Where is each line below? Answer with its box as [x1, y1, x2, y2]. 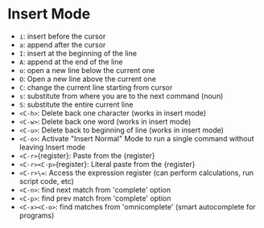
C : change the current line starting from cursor [19, 82, 173, 92]
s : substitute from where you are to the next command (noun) [19, 91, 224, 100]
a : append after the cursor [19, 39, 106, 49]
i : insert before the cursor [19, 31, 106, 41]
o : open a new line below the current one [19, 65, 155, 75]
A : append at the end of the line [19, 57, 123, 67]
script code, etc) [19, 176, 74, 185]
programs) [19, 210, 55, 220]
